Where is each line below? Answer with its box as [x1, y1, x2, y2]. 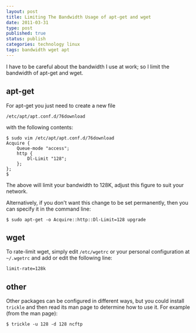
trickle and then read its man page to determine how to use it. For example [6, 304, 190, 311]
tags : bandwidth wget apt [6, 47, 69, 53]
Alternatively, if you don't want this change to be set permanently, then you [6, 199, 188, 206]
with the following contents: [6, 124, 74, 131]
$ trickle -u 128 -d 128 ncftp [6, 321, 83, 327]
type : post [6, 25, 33, 31]
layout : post [6, 8, 38, 15]
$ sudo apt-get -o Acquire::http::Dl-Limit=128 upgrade [6, 217, 146, 222]
